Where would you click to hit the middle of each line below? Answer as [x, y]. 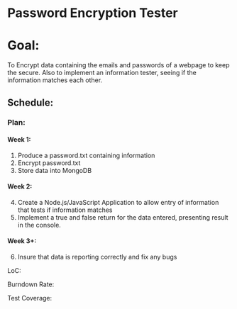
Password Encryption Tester [93, 13]
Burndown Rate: [31, 284]
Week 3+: [22, 241]
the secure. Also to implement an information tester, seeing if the [102, 73]
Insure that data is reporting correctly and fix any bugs [97, 257]
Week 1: [19, 140]
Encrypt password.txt [49, 163]
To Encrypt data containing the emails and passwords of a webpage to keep [118, 65]
